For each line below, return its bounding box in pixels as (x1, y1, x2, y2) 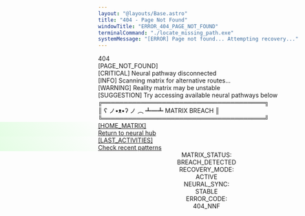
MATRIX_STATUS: (181, 151, 232, 159)
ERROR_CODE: (186, 195, 227, 203)
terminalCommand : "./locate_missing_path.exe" (98, 29, 234, 36)
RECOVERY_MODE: (179, 166, 234, 174)
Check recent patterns (98, 144, 162, 152)
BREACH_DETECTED (176, 158, 237, 166)
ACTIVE (195, 173, 218, 181)
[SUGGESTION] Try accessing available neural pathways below (98, 91, 278, 100)
